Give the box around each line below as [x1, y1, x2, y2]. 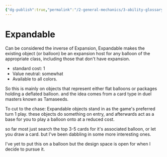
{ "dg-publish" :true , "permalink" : [5, 7, 75, 12]
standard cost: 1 [12, 65, 45, 71]
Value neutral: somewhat [12, 71, 64, 77]
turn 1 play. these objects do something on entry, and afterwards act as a [5, 111, 155, 117]
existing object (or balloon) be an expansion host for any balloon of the [5, 50, 151, 56]
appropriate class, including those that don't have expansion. [5, 56, 130, 62]
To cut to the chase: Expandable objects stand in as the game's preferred [5, 105, 156, 112]
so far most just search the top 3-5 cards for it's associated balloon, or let [5, 126, 156, 132]
